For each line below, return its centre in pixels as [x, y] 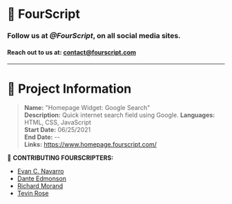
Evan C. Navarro [40, 171]
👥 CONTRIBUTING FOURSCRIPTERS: [60, 158]
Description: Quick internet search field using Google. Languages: [119, 115]
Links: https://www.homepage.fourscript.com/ [90, 145]
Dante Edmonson [42, 178]
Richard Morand [40, 186]
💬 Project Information [69, 89]
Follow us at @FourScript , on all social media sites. [94, 36]
